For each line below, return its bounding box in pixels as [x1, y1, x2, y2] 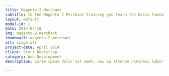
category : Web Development [5, 54, 62, 59]
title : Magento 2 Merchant [5, 7, 62, 13]
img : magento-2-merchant [5, 31, 57, 36]
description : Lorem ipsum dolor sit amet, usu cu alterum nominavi [5, 59, 150, 64]
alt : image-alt [5, 40, 37, 45]
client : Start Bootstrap [5, 49, 57, 54]
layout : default [5, 17, 39, 22]
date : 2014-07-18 [5, 26, 42, 31]
